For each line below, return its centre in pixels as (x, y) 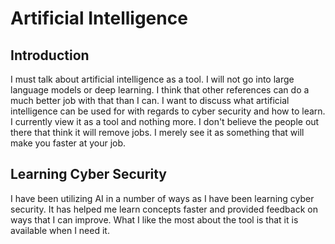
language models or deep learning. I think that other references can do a (160, 90)
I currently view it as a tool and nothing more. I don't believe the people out (165, 121)
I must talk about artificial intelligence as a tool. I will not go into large (152, 79)
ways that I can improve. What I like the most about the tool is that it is (154, 219)
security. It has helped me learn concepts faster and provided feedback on (164, 209)
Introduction (50, 55)
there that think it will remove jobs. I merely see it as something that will (157, 132)
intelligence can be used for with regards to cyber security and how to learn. (168, 111)
